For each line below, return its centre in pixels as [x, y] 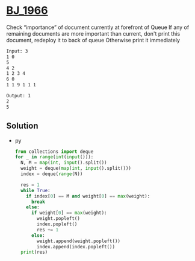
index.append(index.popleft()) [76, 246]
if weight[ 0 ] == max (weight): [69, 213]
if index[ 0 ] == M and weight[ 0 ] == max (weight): [88, 196]
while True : [36, 190]
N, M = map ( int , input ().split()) [64, 163]
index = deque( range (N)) [52, 174]
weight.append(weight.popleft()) [79, 241]
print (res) [34, 252]
